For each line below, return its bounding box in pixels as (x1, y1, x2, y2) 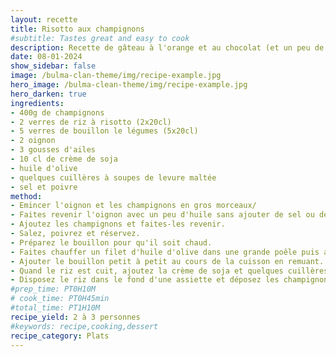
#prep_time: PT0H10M (10, 284, 97, 295)
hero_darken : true (10, 89, 87, 99)
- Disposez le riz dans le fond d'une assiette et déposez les (10, 275, 280, 285)
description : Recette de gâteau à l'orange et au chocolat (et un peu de (10, 42, 325, 53)
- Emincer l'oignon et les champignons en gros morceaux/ (10, 201, 257, 211)
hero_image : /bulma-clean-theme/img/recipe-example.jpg (10, 80, 248, 90)
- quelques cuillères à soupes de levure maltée (10, 172, 217, 183)
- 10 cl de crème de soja (10, 154, 118, 164)
